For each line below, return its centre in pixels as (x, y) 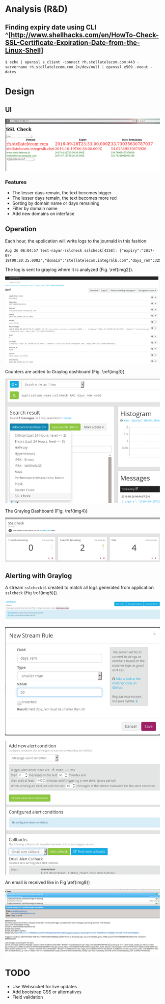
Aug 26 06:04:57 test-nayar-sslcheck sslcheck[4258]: (61, 250)
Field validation (27, 997)
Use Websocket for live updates (44, 986)
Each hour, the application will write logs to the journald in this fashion (76, 241)
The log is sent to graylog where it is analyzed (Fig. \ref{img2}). (69, 270)
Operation (21, 229)
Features (16, 182)
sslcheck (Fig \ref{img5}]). (32, 593)
